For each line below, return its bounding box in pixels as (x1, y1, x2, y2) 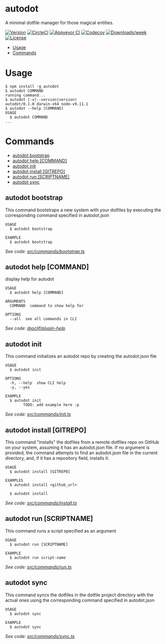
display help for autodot (5, 276, 54, 282)
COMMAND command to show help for (9, 303, 84, 309)
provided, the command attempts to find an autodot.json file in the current (5, 450, 158, 456)
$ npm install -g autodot (5, 84, 59, 89)
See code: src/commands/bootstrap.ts (5, 248, 85, 254)
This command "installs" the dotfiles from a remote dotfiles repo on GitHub (5, 439, 159, 445)
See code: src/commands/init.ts (5, 411, 71, 417)
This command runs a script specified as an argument (5, 528, 116, 534)
